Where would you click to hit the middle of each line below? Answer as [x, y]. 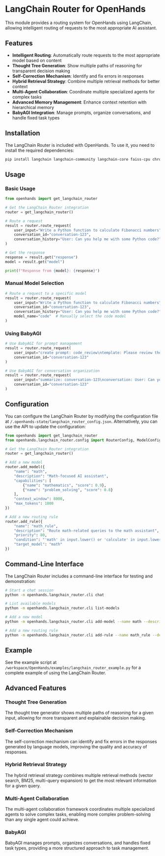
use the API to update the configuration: [45, 426]
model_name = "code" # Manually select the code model [70, 316]
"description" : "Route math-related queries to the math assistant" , [87, 531]
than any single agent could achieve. [42, 820]
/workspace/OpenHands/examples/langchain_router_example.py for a [73, 667]
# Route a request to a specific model [46, 293]
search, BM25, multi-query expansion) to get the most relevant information [81, 780]
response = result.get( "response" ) [41, 257]
